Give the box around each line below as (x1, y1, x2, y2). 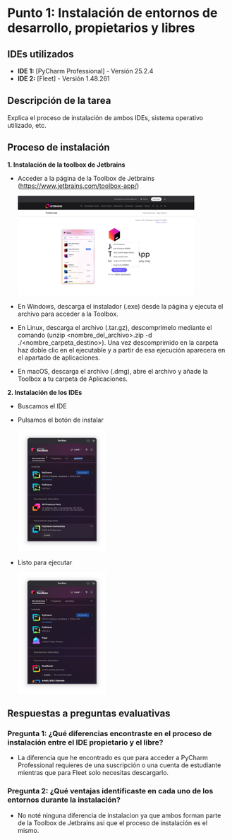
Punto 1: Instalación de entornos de (7, 5, 218, 21)
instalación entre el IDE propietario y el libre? (7, 737, 164, 747)
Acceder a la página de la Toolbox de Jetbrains (17, 174, 155, 182)
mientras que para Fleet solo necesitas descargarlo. (17, 769, 169, 777)
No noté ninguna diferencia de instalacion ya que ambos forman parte (17, 811, 221, 820)
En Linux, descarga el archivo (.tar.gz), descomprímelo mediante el (17, 323, 212, 331)
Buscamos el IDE (17, 401, 67, 410)
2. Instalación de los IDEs (7, 388, 83, 396)
